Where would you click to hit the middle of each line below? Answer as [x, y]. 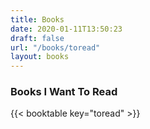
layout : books [40, 57]
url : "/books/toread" [55, 47]
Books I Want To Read [64, 92]
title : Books [37, 19]
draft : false [37, 38]
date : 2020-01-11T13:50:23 [66, 29]
